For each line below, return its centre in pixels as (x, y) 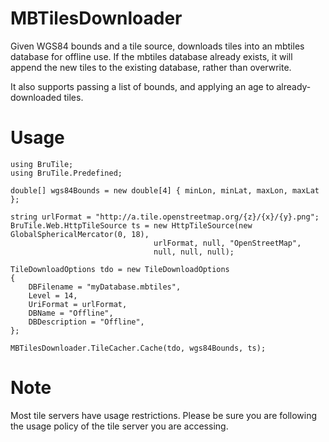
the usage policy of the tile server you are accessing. (119, 426)
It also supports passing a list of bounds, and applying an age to (142, 86)
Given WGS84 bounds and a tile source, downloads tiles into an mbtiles (157, 46)
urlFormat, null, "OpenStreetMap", (227, 243)
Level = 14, (53, 295)
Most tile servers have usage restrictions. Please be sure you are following (164, 415)
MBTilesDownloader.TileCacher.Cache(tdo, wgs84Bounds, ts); (138, 348)
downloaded (36, 97)
